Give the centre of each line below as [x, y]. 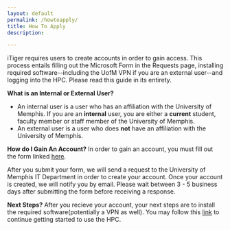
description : [26, 33]
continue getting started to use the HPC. [64, 220]
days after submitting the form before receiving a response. [91, 192]
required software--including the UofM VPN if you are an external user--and [115, 73]
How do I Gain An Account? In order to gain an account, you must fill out [110, 149]
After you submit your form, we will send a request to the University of [106, 170]
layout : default [30, 13]
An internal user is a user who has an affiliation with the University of [114, 106]
